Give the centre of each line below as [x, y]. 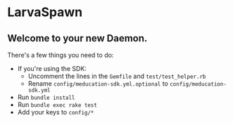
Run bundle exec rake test [57, 105]
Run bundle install [46, 97]
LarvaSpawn [45, 12]
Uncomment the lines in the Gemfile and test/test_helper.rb [117, 76]
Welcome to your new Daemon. [77, 38]
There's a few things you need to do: [61, 55]
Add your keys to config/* [56, 112]
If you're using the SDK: [52, 69]
